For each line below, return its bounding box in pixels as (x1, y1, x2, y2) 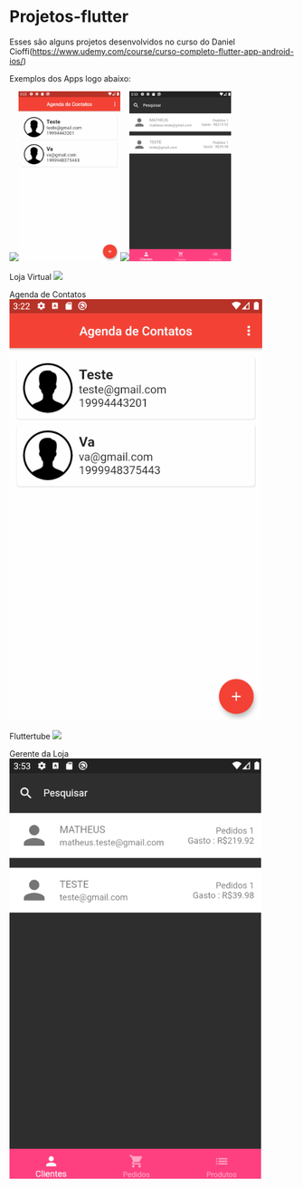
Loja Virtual (9, 271, 52, 282)
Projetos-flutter (9, 6, 129, 27)
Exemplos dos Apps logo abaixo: (9, 72, 131, 83)
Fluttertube (9, 730, 52, 741)
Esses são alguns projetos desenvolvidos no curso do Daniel (9, 36, 236, 47)
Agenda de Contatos (9, 288, 87, 300)
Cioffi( (9, 45, 33, 56)
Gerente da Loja (9, 748, 70, 758)
